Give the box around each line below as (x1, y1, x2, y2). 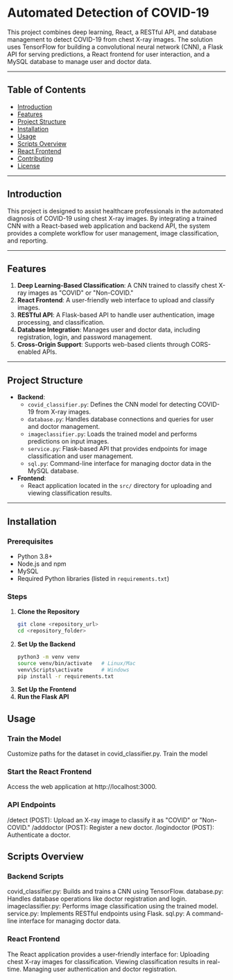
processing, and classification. (17, 318, 105, 327)
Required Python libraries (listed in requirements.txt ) (17, 574, 170, 582)
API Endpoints (7, 800, 56, 810)
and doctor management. (27, 423, 101, 431)
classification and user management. (27, 452, 134, 460)
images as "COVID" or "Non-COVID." (28, 288, 134, 297)
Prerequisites (7, 537, 53, 546)
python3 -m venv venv (17, 653, 80, 660)
